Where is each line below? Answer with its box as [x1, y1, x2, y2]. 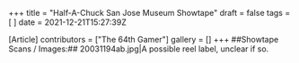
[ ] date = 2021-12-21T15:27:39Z [8, 17, 127, 28]
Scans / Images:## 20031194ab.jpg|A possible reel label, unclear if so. [8, 43, 269, 54]
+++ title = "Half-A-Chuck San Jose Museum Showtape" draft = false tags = [8, 8, 291, 18]
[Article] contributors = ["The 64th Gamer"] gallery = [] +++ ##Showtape [8, 35, 279, 44]
